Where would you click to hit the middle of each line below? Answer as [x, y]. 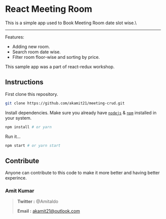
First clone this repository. [32, 94]
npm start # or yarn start [33, 145]
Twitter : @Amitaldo [38, 202]
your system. [19, 118]
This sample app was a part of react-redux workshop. [60, 66]
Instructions [24, 82]
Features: [15, 37]
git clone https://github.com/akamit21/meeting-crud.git [65, 103]
